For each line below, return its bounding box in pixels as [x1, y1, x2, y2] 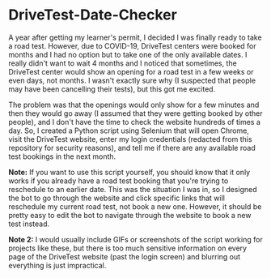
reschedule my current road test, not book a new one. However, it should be [8, 201, 262, 212]
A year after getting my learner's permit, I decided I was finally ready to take [8, 32, 262, 42]
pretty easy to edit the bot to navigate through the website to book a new [8, 210, 252, 220]
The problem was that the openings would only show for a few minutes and [8, 100, 260, 109]
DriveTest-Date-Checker [8, 6, 178, 24]
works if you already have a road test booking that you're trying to [8, 176, 229, 186]
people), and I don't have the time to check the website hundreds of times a [8, 117, 261, 126]
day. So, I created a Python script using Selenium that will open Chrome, [8, 126, 249, 135]
